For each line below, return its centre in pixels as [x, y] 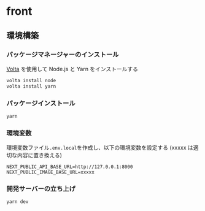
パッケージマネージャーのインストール [63, 55]
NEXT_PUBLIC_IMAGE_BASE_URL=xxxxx [51, 172]
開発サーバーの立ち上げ [41, 189]
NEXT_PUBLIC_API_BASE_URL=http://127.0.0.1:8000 [70, 167]
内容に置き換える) [40, 155]
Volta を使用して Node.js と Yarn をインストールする [72, 69]
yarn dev [17, 202]
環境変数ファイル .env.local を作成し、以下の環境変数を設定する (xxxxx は [100, 148]
